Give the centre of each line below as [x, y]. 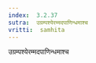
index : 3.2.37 [33, 15]
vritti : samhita [37, 30]
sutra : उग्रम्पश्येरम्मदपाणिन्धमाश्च [48, 23]
